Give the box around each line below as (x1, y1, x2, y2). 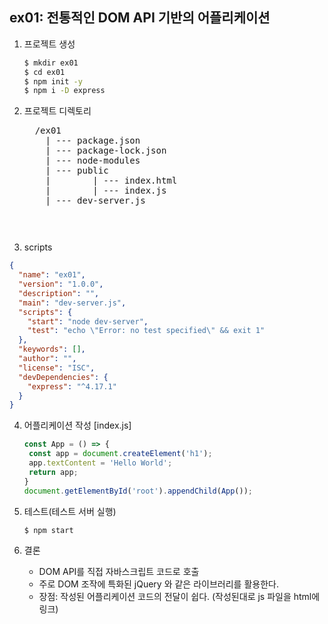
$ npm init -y (23, 76, 83, 87)
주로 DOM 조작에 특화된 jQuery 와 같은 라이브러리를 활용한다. (38, 578, 279, 590)
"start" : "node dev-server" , (27, 316, 149, 327)
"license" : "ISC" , (18, 363, 96, 373)
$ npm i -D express (23, 86, 106, 96)
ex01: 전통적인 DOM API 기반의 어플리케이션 (9, 9, 271, 27)
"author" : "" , (18, 354, 77, 364)
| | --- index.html (45, 175, 178, 187)
